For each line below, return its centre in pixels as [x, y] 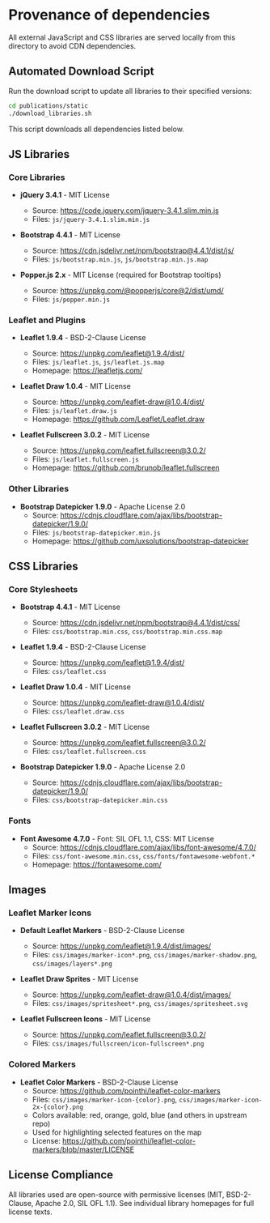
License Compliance [61, 1175]
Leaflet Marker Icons [50, 913]
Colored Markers [42, 1064]
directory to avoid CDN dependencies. [72, 45]
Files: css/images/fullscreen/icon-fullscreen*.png [118, 1043]
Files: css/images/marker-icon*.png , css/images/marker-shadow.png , [144, 955]
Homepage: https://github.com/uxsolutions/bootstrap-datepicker [140, 541]
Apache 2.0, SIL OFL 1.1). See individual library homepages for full [145, 1203]
